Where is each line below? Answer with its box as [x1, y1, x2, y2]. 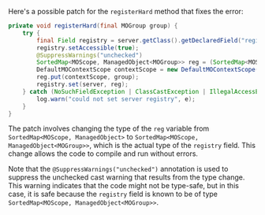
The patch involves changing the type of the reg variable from [8, 124, 210, 133]
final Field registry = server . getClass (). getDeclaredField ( [36, 36, 242, 44]
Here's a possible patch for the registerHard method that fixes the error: [8, 7, 244, 16]
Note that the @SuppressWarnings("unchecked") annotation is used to [8, 165, 229, 174]
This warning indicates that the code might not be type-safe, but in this [8, 181, 239, 191]
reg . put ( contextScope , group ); [36, 73, 140, 81]
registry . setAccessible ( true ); [36, 43, 140, 52]
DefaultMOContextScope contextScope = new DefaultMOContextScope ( [36, 66, 259, 74]
